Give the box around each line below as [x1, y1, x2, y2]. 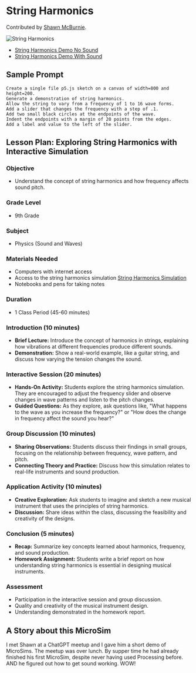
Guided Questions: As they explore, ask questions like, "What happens [14, 402, 187, 410]
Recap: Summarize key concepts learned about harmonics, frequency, [14, 543, 186, 550]
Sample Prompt [6, 69, 64, 80]
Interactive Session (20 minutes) [6, 370, 102, 378]
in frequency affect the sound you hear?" [14, 415, 114, 422]
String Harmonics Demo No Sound [14, 46, 99, 54]
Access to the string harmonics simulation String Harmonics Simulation [14, 274, 187, 281]
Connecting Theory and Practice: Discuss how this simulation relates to [14, 462, 190, 469]
